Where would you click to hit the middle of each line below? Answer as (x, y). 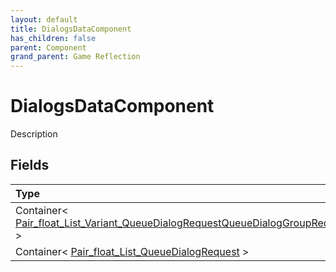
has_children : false (53, 38)
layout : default (44, 19)
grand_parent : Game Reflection (75, 57)
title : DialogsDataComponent (71, 29)
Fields (30, 165)
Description (34, 134)
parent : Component (48, 47)
